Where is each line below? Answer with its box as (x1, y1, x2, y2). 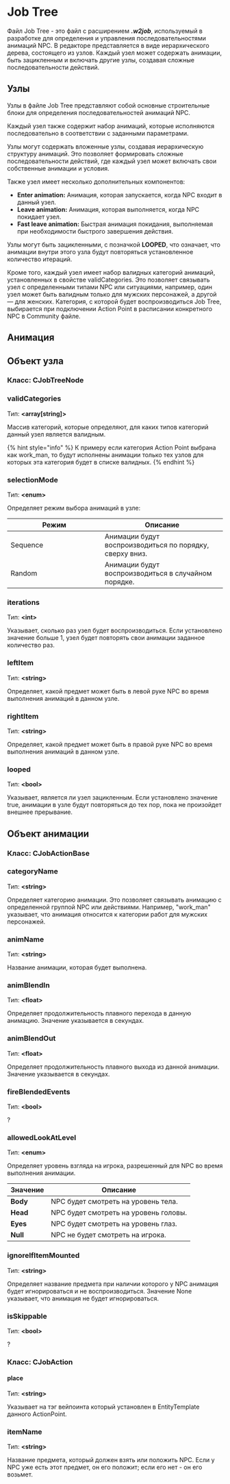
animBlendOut (7, 1034, 56, 1043)
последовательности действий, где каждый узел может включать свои (7, 157, 217, 165)
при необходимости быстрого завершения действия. (16, 227, 174, 235)
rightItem (7, 711, 39, 721)
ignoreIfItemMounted (7, 1251, 80, 1261)
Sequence (10, 541, 44, 550)
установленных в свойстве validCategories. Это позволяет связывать (7, 275, 210, 284)
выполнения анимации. (7, 1169, 76, 1177)
